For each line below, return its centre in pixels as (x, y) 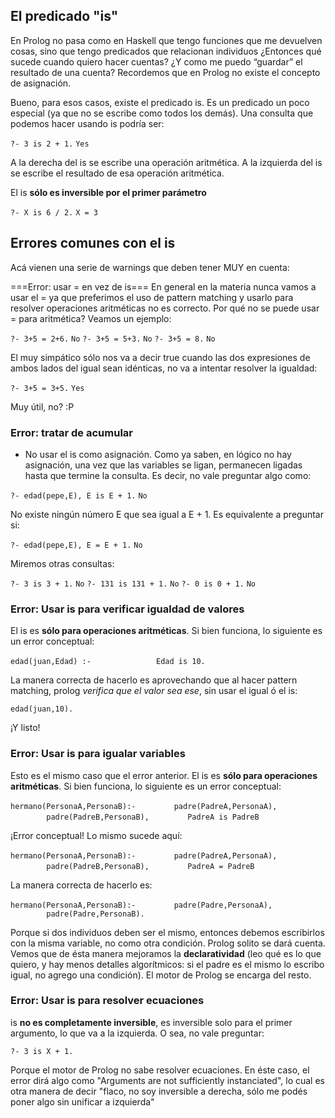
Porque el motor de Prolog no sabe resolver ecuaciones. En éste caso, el (160, 1070)
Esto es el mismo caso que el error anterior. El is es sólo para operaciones (164, 775)
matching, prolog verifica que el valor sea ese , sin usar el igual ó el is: (154, 691)
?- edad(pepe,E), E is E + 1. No (79, 495)
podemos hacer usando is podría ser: (87, 123)
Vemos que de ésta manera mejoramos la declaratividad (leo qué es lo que (166, 953)
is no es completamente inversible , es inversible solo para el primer (151, 1022)
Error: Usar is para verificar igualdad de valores (127, 609)
